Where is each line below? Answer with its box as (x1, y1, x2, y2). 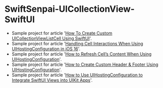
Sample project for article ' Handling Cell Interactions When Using (11, 40, 143, 46)
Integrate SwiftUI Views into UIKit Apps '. (11, 77, 93, 83)
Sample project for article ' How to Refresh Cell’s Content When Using (11, 51, 152, 57)
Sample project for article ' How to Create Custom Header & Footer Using (11, 61, 159, 67)
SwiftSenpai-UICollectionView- (4, 3, 135, 15)
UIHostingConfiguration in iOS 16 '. (11, 46, 81, 52)
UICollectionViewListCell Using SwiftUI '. (11, 35, 92, 41)
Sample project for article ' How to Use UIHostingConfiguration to (11, 72, 143, 78)
